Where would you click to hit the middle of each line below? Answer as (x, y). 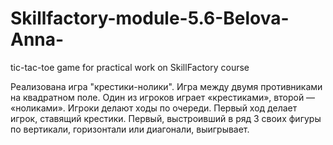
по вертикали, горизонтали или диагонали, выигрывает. (130, 129)
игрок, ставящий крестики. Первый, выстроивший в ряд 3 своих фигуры (166, 118)
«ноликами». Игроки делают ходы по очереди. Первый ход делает (154, 108)
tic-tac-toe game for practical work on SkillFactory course (130, 67)
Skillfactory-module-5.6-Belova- (150, 18)
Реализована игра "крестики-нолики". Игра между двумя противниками (166, 86)
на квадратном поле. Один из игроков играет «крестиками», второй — (163, 97)
